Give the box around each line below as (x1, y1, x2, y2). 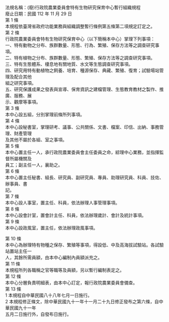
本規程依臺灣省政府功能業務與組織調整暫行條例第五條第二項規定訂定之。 (5, 23, 155, 29)
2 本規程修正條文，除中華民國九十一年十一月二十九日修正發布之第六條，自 (5, 299, 159, 304)
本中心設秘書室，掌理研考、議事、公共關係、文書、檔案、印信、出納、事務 (5, 124, 159, 130)
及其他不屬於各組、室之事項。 (5, 137, 67, 143)
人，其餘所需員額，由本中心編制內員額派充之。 (5, 254, 102, 261)
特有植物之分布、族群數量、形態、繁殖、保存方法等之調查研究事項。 (14, 55, 155, 60)
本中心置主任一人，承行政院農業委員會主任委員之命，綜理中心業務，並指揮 (5, 149, 159, 155)
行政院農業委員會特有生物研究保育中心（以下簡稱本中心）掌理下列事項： (5, 36, 155, 42)
